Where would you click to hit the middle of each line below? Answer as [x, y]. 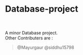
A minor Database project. [31, 33]
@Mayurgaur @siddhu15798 [45, 47]
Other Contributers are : [29, 38]
